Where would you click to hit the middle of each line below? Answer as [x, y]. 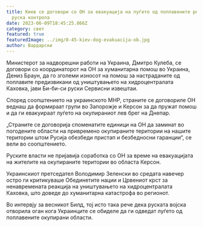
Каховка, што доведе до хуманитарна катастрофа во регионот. [88, 193]
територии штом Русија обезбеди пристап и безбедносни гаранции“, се [99, 137]
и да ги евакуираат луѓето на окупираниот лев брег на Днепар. [89, 113]
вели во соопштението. [36, 144]
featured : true [25, 34]
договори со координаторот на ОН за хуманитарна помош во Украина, [98, 69]
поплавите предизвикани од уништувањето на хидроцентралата [90, 82]
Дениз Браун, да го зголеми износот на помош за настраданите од [93, 75]
